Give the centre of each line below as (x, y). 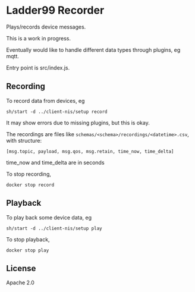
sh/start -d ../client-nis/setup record (57, 112)
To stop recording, (29, 174)
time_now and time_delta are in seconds (56, 162)
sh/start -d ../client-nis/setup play (54, 228)
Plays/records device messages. (46, 27)
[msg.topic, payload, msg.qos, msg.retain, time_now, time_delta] (90, 151)
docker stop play (28, 250)
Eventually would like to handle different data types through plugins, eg (93, 50)
